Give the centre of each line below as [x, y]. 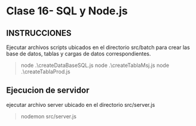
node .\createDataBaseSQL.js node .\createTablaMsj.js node [95, 65]
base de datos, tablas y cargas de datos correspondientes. [79, 54]
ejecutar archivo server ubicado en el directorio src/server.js [81, 105]
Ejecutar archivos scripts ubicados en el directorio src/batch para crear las [98, 47]
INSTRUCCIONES [39, 33]
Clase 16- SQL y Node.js [67, 11]
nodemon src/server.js [48, 116]
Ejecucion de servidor [48, 90]
